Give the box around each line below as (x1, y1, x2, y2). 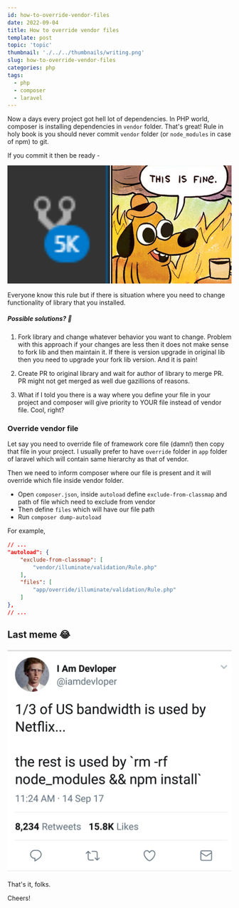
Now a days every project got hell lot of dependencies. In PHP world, (7, 115, 210, 123)
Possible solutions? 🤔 (7, 315, 73, 323)
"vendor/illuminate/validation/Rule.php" (33, 563, 158, 571)
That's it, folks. (7, 879, 51, 888)
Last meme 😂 (7, 628, 71, 641)
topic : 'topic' (7, 41, 53, 49)
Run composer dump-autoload (17, 513, 102, 521)
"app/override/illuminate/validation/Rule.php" (33, 586, 176, 593)
